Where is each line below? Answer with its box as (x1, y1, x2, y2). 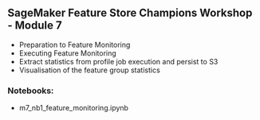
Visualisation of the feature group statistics (18, 65, 160, 75)
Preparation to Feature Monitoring (18, 40, 131, 49)
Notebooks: (7, 85, 54, 96)
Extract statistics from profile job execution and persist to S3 (18, 56, 219, 66)
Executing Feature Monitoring (18, 48, 116, 58)
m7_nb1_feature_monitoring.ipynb (18, 103, 129, 113)
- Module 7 (7, 19, 62, 33)
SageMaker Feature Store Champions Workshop (7, 6, 253, 20)
